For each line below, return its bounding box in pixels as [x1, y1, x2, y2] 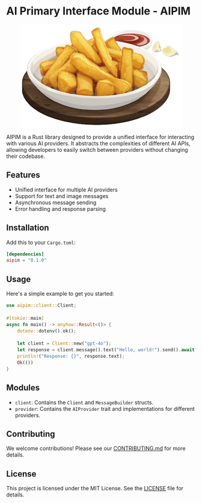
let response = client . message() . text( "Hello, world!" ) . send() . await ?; [17, 347, 200, 353]
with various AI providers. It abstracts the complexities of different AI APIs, [6, 140, 191, 147]
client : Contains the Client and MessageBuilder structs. [14, 399, 154, 406]
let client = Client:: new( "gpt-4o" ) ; [17, 340, 112, 347]
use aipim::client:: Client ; [6, 302, 77, 308]
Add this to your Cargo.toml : [6, 239, 76, 246]
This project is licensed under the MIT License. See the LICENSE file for [6, 485, 184, 492]
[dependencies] [6, 251, 44, 257]
